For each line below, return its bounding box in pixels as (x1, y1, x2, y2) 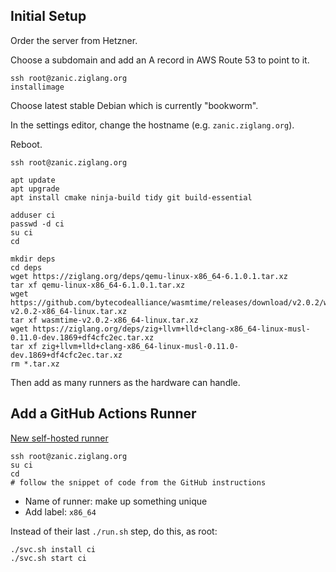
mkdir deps (10, 254, 56, 264)
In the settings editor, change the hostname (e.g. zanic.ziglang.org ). (10, 119, 295, 131)
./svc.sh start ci (10, 553, 87, 563)
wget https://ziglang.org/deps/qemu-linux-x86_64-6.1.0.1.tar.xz (10, 271, 288, 281)
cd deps (10, 262, 43, 273)
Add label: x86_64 (24, 505, 97, 518)
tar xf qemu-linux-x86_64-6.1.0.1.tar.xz (10, 280, 186, 290)
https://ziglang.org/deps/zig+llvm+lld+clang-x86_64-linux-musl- (32, 324, 311, 334)
